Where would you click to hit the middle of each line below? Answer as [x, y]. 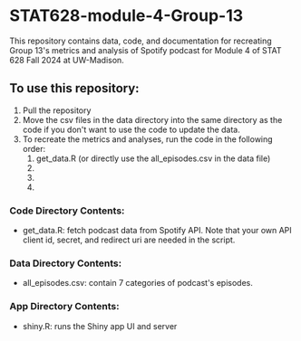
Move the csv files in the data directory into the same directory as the [152, 119]
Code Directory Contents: [67, 211]
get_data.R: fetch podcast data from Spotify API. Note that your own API [157, 231]
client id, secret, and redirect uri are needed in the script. [129, 240]
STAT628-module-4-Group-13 [126, 16]
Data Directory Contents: [66, 263]
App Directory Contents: [64, 307]
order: [34, 148]
